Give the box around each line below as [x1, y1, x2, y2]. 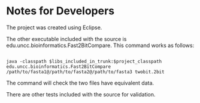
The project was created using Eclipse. [6, 24, 102, 31]
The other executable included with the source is [6, 35, 127, 42]
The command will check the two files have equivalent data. [6, 79, 154, 86]
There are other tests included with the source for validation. [6, 90, 156, 98]
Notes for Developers [6, 4, 115, 18]
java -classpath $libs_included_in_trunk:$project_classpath [6, 58, 162, 64]
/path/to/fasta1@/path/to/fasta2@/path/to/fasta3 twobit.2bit [6, 68, 165, 75]
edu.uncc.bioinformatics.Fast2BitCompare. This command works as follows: [6, 42, 195, 49]
